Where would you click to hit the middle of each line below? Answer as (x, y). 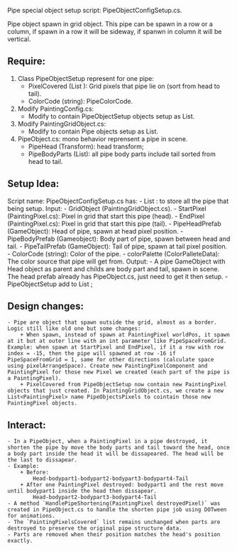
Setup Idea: (33, 184)
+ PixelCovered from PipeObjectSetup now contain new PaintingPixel (123, 385)
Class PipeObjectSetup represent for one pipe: (86, 78)
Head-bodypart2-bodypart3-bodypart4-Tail (95, 497)
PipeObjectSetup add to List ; (50, 284)
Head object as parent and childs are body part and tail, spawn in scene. (114, 268)
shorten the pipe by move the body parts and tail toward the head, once (119, 448)
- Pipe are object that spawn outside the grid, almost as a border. (112, 322)
